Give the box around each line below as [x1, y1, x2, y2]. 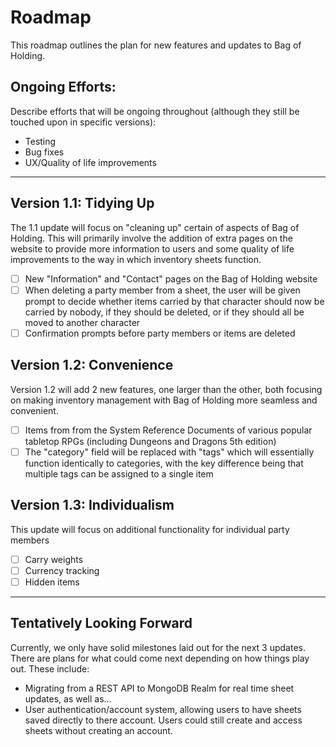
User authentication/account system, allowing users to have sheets [24, 703, 302, 715]
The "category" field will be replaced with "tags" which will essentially [24, 446, 315, 458]
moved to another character [24, 316, 141, 328]
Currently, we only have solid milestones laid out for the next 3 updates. [10, 641, 306, 653]
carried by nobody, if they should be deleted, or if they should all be [24, 306, 305, 318]
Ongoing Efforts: [10, 79, 117, 96]
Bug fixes [24, 146, 65, 158]
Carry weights [24, 553, 84, 565]
